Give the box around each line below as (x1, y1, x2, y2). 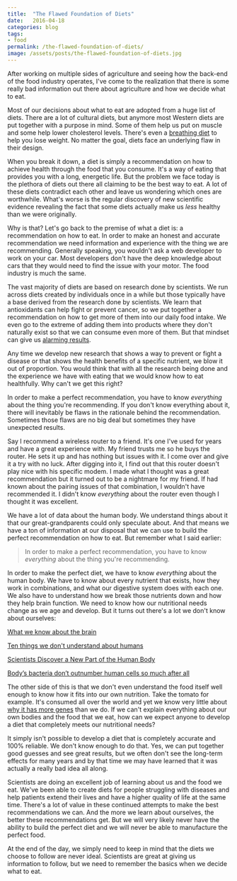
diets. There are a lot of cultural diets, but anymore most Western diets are (7, 113, 224, 121)
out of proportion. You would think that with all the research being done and (7, 364, 229, 372)
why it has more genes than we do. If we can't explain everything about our (7, 705, 228, 714)
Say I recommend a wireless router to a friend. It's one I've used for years (7, 437, 221, 445)
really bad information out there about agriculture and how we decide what (7, 84, 226, 93)
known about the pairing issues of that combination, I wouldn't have (7, 482, 205, 490)
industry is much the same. (7, 269, 86, 277)
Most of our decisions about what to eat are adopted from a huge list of (7, 106, 216, 114)
